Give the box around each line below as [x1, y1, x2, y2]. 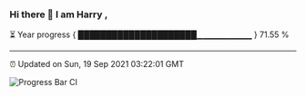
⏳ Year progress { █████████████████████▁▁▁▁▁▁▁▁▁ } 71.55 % [9, 29, 290, 40]
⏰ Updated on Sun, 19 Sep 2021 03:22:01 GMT [9, 59, 185, 70]
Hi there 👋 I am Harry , [9, 8, 108, 21]
